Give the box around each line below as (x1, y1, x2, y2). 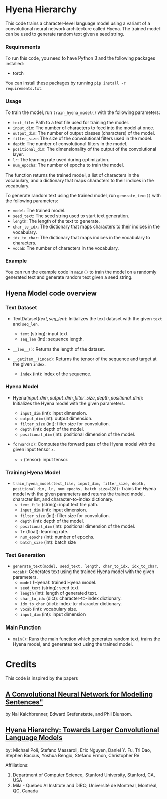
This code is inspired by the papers (5, 675, 78, 681)
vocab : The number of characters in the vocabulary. (12, 245, 119, 251)
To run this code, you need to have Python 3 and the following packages (5, 55, 156, 61)
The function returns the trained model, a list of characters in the (5, 172, 139, 178)
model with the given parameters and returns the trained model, (12, 491, 145, 497)
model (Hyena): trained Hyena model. (20, 579, 97, 586)
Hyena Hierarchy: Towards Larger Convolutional (5, 725, 159, 734)
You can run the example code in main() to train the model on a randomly (5, 269, 157, 275)
